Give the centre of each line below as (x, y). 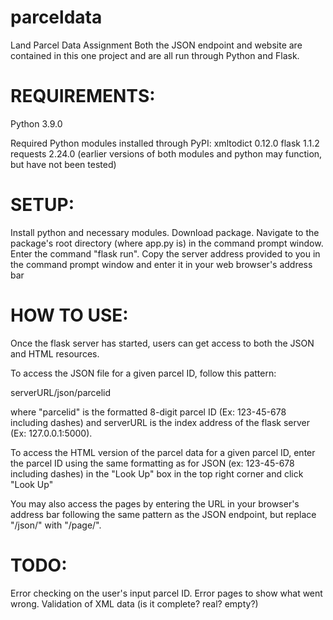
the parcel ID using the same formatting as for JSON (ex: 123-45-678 (152, 463)
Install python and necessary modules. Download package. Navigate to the (165, 232)
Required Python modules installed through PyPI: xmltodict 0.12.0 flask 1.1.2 (165, 143)
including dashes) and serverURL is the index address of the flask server (160, 422)
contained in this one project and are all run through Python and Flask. (155, 55)
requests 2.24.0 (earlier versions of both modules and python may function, (166, 153)
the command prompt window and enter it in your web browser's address (161, 264)
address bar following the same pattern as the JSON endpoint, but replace (163, 514)
